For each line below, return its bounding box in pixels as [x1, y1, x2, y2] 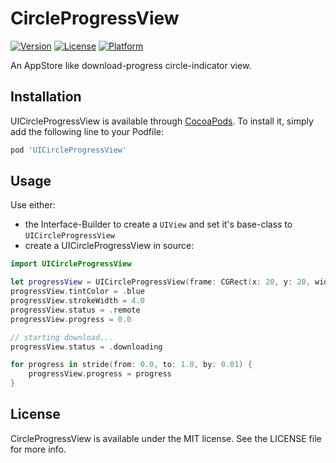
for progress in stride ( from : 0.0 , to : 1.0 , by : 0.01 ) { [10, 360, 253, 370]
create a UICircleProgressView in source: [24, 240, 195, 252]
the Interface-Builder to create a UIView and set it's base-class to [24, 218, 293, 231]
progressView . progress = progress [28, 369, 172, 379]
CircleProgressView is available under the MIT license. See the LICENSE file [10, 432, 322, 444]
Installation [10, 88, 82, 106]
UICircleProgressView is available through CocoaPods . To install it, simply [10, 115, 314, 127]
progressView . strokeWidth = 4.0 [10, 296, 145, 306]
